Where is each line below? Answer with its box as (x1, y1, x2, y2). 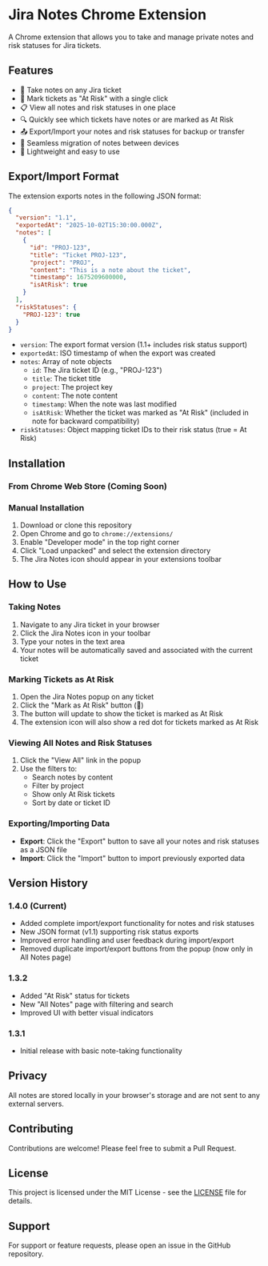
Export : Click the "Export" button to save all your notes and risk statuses (19, 836, 260, 846)
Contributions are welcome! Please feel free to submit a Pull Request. (8, 1143, 237, 1153)
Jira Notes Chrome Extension (8, 6, 206, 24)
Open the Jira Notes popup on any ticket (19, 692, 154, 702)
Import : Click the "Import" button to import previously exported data (19, 853, 246, 863)
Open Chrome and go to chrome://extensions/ (19, 529, 174, 539)
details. (8, 1196, 33, 1206)
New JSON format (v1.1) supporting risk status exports (19, 927, 199, 937)
